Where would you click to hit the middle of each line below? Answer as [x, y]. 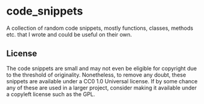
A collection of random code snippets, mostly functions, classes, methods [100, 28]
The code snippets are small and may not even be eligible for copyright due [102, 68]
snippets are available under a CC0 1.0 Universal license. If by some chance [102, 81]
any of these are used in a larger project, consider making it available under [102, 88]
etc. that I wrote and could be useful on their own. [69, 34]
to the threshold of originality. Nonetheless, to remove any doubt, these [96, 75]
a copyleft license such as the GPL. [51, 94]
